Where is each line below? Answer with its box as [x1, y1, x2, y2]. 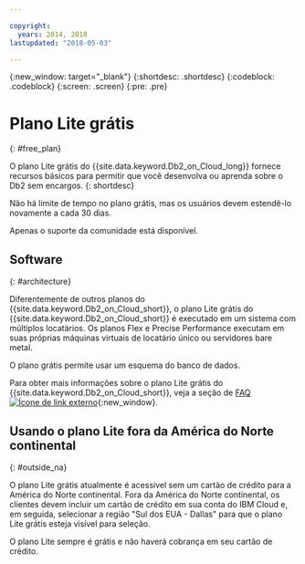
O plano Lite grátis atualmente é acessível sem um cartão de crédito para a [9, 479, 292, 490]
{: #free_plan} [9, 143, 62, 154]
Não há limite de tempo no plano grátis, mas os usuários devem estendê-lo [9, 198, 292, 209]
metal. [9, 342, 34, 353]
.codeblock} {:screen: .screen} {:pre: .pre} [9, 81, 168, 92]
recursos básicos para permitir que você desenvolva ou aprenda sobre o [9, 171, 283, 182]
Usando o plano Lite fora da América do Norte [9, 423, 274, 439]
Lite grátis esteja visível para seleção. [9, 517, 151, 529]
